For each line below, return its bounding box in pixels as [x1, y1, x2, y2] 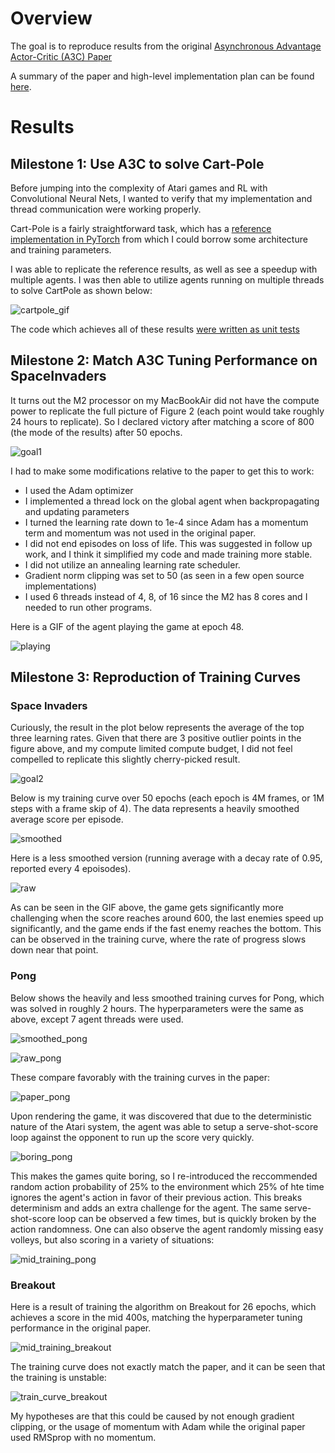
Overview [10, 7, 93, 30]
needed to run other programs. [24, 601, 153, 613]
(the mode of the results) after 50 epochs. [10, 426, 183, 438]
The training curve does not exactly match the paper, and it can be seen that [10, 1361, 326, 1373]
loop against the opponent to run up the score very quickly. [10, 1131, 255, 1143]
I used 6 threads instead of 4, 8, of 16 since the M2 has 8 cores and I [24, 590, 308, 602]
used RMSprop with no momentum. [10, 1432, 157, 1444]
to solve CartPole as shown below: [10, 284, 153, 296]
